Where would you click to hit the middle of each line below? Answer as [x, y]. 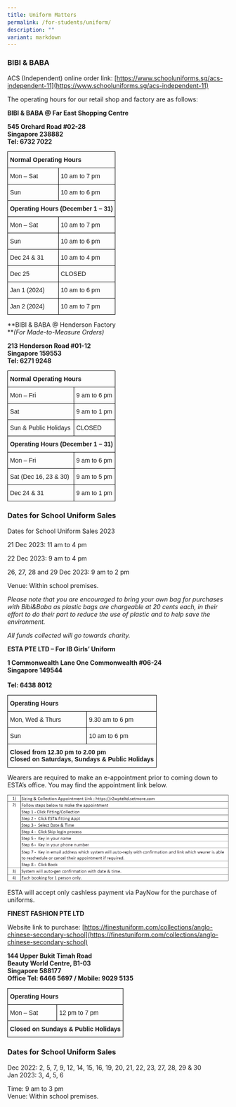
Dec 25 [20, 274]
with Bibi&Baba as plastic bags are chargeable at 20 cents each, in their [113, 606]
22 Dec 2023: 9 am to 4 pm [47, 558]
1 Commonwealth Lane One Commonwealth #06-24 [85, 663]
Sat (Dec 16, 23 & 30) [40, 476]
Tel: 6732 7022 [30, 142]
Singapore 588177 [34, 971]
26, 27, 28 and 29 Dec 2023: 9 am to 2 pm [68, 572]
